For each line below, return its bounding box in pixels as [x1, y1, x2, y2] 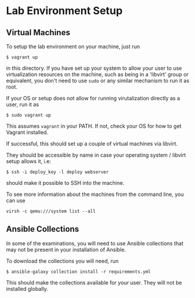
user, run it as [6, 101, 39, 108]
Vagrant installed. [6, 129, 49, 136]
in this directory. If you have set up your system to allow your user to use [6, 65, 182, 72]
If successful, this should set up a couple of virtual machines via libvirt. [6, 140, 178, 147]
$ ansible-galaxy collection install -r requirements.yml [6, 269, 151, 275]
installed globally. [6, 285, 49, 292]
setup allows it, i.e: [6, 158, 52, 165]
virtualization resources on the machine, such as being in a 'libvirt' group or [6, 71, 189, 77]
